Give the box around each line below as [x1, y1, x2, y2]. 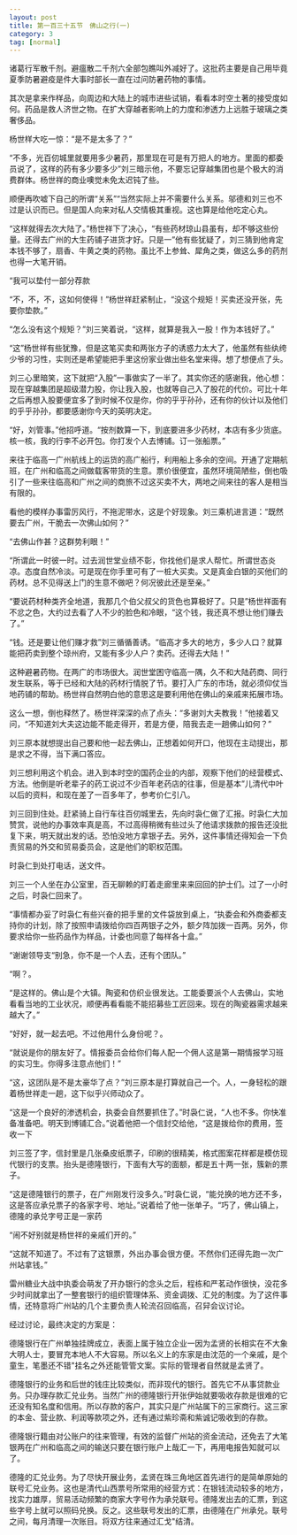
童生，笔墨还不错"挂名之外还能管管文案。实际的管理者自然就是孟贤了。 [9, 1360, 269, 1371]
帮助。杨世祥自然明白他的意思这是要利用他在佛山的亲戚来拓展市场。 [39, 689, 288, 700]
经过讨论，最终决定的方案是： [9, 1319, 118, 1330]
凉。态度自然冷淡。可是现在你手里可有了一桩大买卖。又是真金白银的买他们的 [9, 566, 288, 577]
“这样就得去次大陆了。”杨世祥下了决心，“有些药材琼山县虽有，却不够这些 [9, 223, 271, 234]
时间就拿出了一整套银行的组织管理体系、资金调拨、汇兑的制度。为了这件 [16, 1289, 280, 1301]
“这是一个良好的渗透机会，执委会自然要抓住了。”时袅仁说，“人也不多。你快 [9, 1107, 279, 1117]
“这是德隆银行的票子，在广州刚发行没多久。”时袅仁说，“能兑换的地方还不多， [9, 1189, 287, 1200]
